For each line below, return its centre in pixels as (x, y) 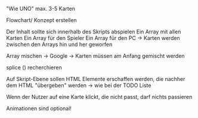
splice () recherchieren (34, 67)
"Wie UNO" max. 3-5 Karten (41, 9)
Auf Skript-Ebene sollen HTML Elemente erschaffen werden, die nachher (96, 79)
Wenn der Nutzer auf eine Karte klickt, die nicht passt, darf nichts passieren (99, 97)
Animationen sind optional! (39, 108)
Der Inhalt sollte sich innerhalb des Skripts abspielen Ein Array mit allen (94, 32)
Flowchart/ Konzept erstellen (42, 20)
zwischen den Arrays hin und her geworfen (59, 44)
